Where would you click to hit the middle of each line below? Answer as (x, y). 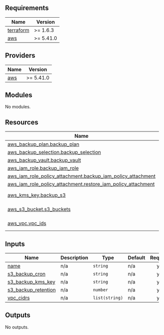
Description (74, 258)
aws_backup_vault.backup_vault (44, 160)
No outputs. (17, 327)
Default (136, 258)
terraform (19, 30)
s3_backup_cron (27, 274)
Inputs (15, 244)
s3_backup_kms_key (31, 282)
